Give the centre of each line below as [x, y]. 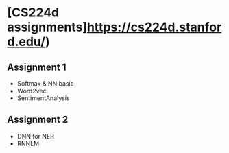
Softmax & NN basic [45, 83]
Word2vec [32, 91]
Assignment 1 [37, 67]
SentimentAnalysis [43, 98]
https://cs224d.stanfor [154, 27]
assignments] [47, 27]
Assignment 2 [38, 120]
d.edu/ [26, 42]
